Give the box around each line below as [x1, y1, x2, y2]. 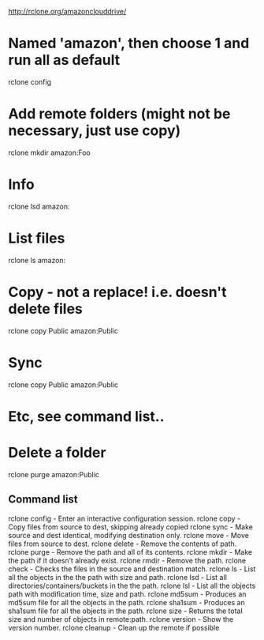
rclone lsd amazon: [8, 201, 70, 211]
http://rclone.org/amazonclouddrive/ [8, 7, 127, 16]
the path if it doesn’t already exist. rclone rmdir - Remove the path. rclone [8, 555, 247, 565]
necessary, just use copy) [8, 122, 181, 140]
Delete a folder [8, 444, 106, 461]
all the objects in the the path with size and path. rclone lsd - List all [8, 572, 227, 582]
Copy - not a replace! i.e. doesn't [8, 283, 227, 301]
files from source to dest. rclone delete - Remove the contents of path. [8, 539, 237, 548]
